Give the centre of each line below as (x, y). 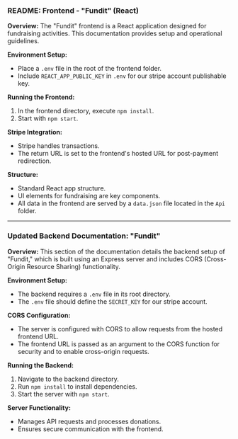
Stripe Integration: (35, 132)
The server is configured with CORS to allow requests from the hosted (120, 329)
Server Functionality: (39, 407)
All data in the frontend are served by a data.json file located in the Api (121, 203)
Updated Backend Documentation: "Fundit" (84, 236)
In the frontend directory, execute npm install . (86, 111)
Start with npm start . (48, 118)
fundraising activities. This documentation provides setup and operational (115, 33)
